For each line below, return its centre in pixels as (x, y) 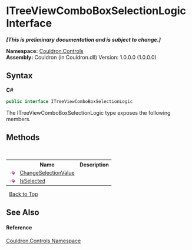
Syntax (19, 76)
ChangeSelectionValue (47, 173)
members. (19, 119)
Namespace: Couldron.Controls (45, 51)
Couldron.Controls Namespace (44, 241)
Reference (19, 227)
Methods (23, 137)
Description (94, 164)
